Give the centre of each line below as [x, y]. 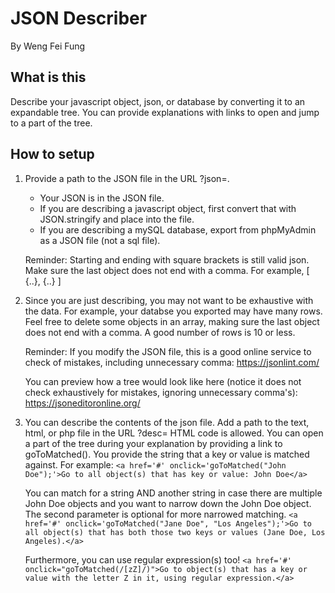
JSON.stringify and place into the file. [117, 219]
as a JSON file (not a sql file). [100, 240]
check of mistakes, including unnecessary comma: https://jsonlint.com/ [172, 362]
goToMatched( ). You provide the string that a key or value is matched [167, 454]
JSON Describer [79, 18]
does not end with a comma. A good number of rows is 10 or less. [160, 332]
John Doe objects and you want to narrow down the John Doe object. [168, 503]
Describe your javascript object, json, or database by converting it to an [158, 101]
